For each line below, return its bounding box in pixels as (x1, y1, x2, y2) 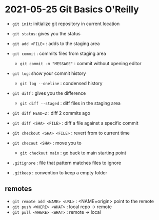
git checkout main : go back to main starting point (19, 150, 127, 156)
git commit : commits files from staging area (12, 50, 106, 56)
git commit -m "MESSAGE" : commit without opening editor (19, 60, 142, 66)
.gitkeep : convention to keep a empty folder (12, 169, 108, 175)
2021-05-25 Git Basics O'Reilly (5, 4, 139, 15)
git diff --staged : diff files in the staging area (19, 100, 121, 106)
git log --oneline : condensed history (19, 80, 103, 86)
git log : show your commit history (12, 70, 86, 76)
